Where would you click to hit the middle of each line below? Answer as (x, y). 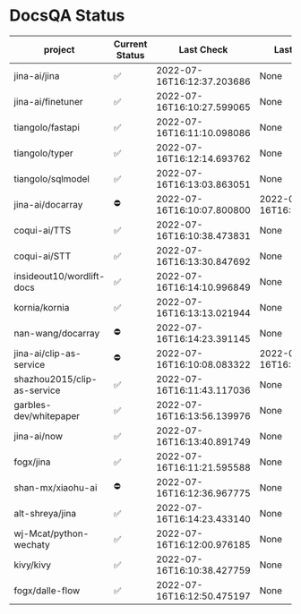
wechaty (32, 544)
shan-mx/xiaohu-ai (56, 487)
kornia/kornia (42, 307)
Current (130, 44)
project (59, 49)
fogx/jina (32, 462)
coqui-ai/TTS (43, 230)
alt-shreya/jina (45, 513)
